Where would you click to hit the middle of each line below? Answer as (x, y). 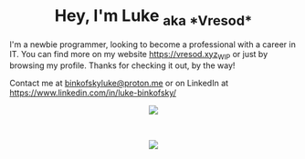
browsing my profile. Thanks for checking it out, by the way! (122, 65)
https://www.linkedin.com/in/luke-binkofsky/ (93, 93)
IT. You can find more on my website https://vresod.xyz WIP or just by (139, 55)
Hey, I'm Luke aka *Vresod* (153, 17)
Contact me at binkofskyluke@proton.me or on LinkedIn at (119, 84)
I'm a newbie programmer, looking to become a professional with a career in (153, 44)
